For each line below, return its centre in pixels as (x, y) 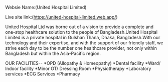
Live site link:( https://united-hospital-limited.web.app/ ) (61, 17)
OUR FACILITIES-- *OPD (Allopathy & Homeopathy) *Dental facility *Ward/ (83, 63)
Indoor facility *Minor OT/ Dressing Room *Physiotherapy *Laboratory (78, 68)
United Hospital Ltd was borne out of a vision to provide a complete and (79, 27)
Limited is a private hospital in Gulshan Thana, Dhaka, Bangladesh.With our (83, 37)
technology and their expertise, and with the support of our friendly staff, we (84, 43)
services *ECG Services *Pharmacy (43, 74)
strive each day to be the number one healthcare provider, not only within (81, 48)
